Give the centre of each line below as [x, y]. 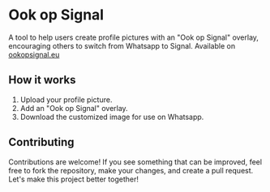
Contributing [41, 142]
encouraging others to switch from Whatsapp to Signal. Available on [122, 45]
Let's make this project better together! [74, 179]
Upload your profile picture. [66, 100]
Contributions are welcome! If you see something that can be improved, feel [135, 162]
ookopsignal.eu [34, 54]
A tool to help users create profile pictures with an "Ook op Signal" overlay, [134, 37]
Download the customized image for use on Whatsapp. [112, 117]
